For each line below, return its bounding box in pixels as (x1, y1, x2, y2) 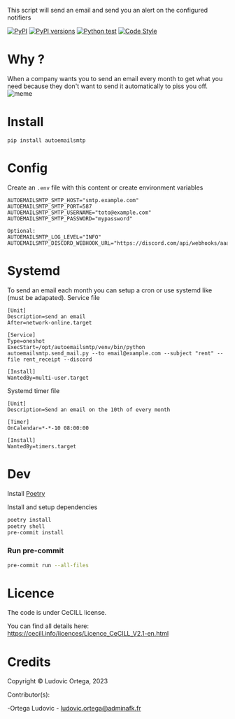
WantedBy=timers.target (7, 443, 77, 450)
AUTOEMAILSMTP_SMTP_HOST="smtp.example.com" (7, 197, 139, 204)
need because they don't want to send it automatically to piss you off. (7, 82, 208, 90)
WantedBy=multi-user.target (7, 374, 90, 381)
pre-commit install (7, 529, 64, 536)
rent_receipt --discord (22, 356, 92, 363)
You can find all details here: (7, 622, 90, 630)
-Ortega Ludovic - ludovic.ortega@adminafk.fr (7, 704, 141, 713)
